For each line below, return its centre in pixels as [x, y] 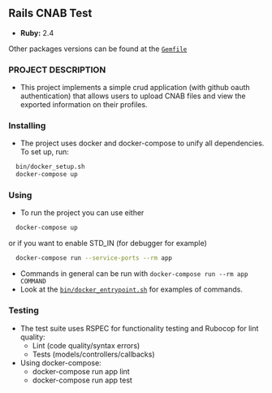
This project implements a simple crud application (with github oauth [135, 88]
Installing [27, 126]
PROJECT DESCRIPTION [57, 70]
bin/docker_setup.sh [50, 167]
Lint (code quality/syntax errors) [86, 345]
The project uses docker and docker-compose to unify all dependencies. [142, 143]
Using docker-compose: [60, 363]
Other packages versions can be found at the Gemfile [98, 49]
